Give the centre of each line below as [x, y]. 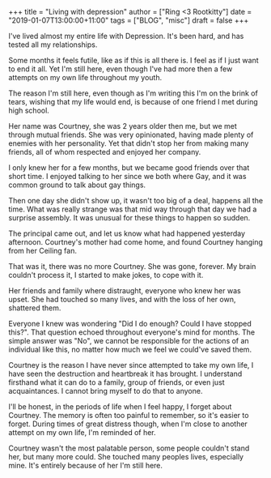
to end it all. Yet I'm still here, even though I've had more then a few [121, 69]
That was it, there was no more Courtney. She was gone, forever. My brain [132, 266]
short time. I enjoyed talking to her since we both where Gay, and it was [127, 176]
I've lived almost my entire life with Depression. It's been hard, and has [126, 36]
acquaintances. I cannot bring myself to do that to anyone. [106, 391]
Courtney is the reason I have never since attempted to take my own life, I [131, 365]
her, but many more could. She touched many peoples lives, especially [126, 457]
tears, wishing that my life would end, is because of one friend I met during [133, 102]
